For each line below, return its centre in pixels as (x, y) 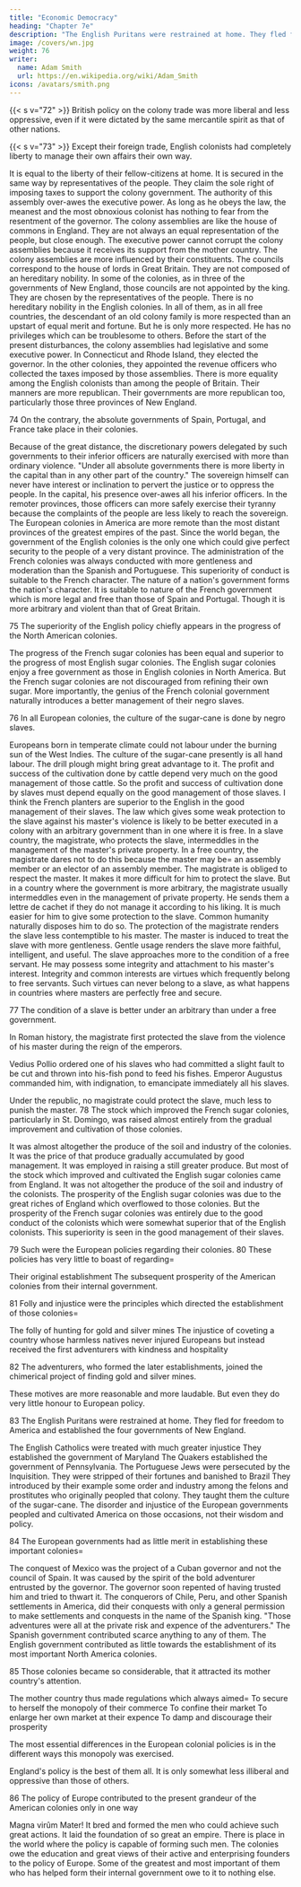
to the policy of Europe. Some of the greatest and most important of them (145, 1863)
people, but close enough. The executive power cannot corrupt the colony (146, 240)
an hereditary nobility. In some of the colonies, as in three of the (127, 278)
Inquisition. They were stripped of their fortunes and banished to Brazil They (150, 1476)
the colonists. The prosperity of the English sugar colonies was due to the (146, 1193)
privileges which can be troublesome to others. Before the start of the (138, 335)
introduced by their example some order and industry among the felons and (149, 1485)
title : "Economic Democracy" (64, 17)
